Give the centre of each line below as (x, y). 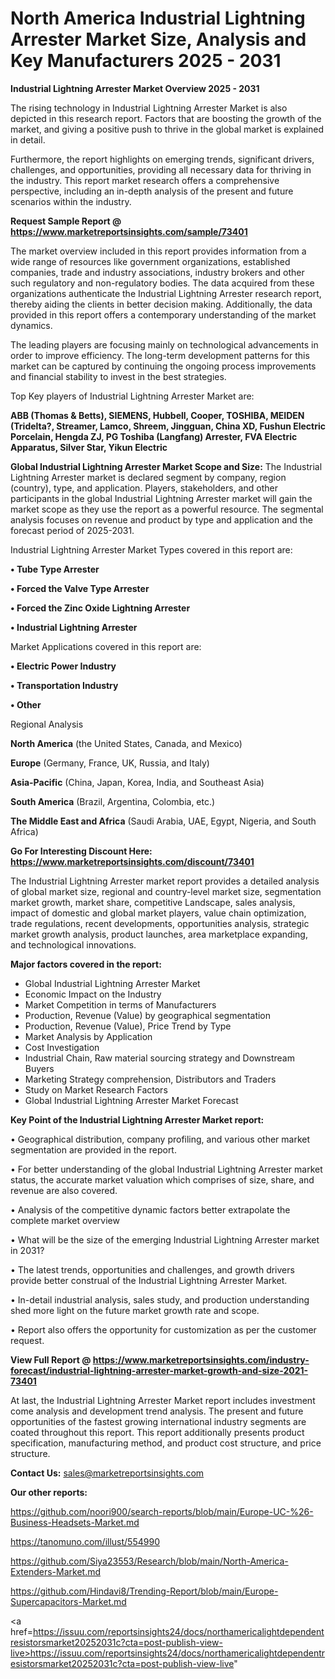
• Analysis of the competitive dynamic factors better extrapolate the (150, 1209)
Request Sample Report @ (66, 221)
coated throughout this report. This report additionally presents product (157, 1432)
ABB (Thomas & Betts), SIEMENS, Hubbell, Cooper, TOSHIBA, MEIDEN (157, 415)
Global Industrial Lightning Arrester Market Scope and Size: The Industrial (166, 466)
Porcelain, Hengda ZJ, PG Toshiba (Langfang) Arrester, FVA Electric (154, 436)
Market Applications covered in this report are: (106, 646)
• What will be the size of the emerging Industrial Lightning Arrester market (165, 1239)
